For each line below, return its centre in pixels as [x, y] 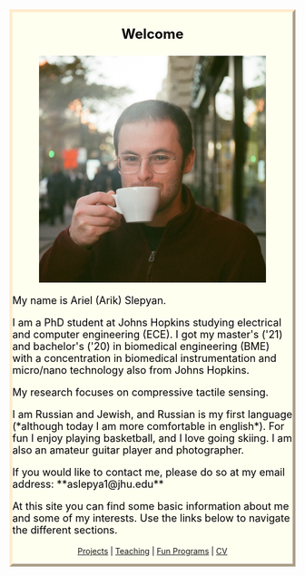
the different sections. [65, 530]
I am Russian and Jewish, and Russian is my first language [152, 415]
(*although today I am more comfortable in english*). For [148, 426]
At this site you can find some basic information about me [151, 506]
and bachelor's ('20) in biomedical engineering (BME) [141, 347]
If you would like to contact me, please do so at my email [149, 473]
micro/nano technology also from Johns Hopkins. [131, 370]
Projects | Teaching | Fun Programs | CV [152, 551]
